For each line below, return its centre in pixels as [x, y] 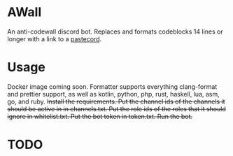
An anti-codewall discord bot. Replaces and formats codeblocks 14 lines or [115, 31]
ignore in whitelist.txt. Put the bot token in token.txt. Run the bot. [100, 116]
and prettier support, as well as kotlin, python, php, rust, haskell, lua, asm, [114, 94]
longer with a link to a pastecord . [55, 38]
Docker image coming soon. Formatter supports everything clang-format [112, 86]
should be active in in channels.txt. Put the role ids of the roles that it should [116, 108]
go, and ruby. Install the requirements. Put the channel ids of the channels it [116, 101]
